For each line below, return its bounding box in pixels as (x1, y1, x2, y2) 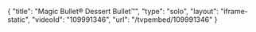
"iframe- (220, 7, 248, 16)
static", (7, 15, 31, 24)
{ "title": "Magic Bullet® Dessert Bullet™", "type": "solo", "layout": (7, 7, 219, 16)
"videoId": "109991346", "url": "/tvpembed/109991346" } (32, 15, 218, 24)
